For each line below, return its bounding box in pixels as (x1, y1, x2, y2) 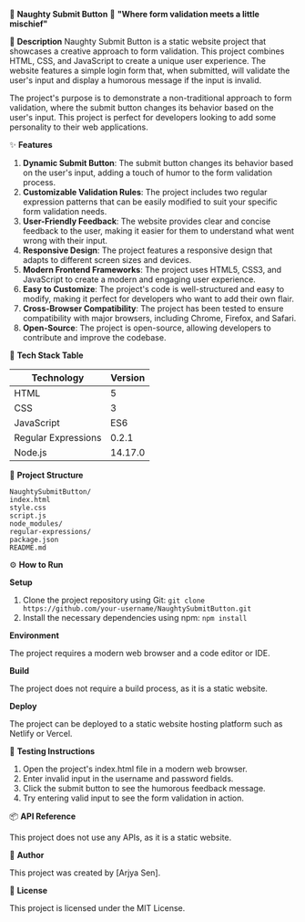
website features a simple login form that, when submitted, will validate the (9, 65, 290, 76)
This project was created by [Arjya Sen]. (9, 867, 161, 878)
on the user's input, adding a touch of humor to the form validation (22, 167, 273, 178)
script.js (9, 511, 47, 520)
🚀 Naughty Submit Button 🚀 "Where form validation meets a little (9, 9, 259, 19)
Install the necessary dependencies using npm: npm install (22, 613, 248, 623)
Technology (31, 372, 85, 383)
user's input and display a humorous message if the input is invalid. (9, 75, 262, 86)
